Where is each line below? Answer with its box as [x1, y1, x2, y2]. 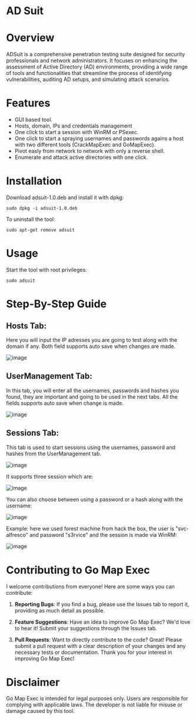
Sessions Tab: [6, 428, 59, 438]
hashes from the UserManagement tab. [6, 450, 102, 457]
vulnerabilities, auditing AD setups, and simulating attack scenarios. [6, 76, 171, 83]
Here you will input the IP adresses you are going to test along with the [6, 336, 178, 343]
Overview [6, 31, 55, 45]
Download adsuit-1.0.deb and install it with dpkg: [6, 194, 124, 201]
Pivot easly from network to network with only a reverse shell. [14, 148, 165, 155]
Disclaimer [6, 675, 60, 689]
